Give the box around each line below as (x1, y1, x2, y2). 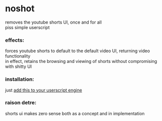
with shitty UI (5, 63, 32, 69)
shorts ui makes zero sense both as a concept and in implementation (5, 110, 145, 116)
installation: (5, 76, 34, 83)
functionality (5, 53, 31, 59)
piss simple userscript (5, 24, 50, 30)
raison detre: (5, 99, 37, 106)
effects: (5, 36, 25, 43)
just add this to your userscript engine (5, 87, 82, 93)
